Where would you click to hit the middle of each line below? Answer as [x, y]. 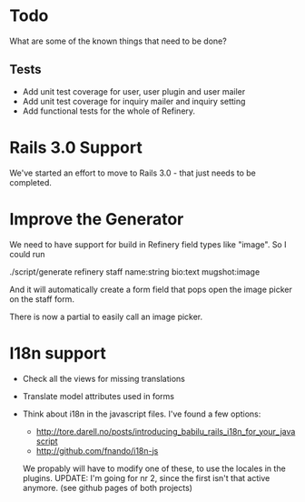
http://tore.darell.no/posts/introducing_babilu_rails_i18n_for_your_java [166, 431]
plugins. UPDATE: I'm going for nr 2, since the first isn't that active [146, 477]
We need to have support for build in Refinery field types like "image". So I [148, 244]
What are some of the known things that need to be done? [118, 41]
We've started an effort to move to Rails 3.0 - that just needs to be [133, 173]
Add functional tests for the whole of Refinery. [109, 111]
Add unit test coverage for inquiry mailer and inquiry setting [134, 101]
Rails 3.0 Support [76, 147]
